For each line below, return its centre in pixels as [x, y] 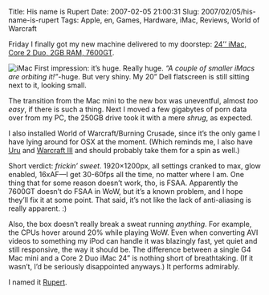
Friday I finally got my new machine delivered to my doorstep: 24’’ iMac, [128, 44]
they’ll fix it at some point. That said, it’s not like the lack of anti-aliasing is [130, 200]
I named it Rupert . [38, 282]
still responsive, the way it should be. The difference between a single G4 [130, 249]
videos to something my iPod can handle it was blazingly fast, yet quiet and [133, 241]
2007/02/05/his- [229, 12]
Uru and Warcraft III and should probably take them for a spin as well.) [124, 150]
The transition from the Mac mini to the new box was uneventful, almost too [133, 101]
